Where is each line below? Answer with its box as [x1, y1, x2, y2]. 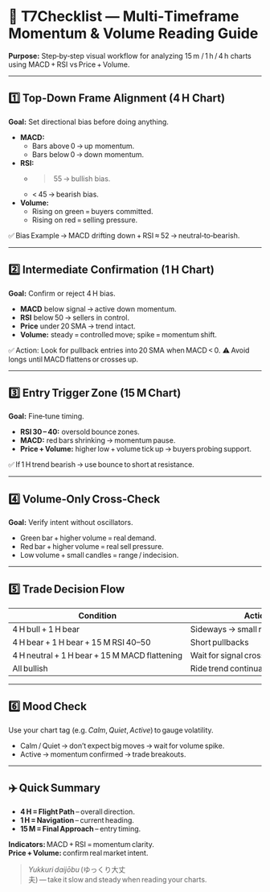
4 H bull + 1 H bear [12, 624, 80, 634]
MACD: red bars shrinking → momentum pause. [19, 436, 176, 445]
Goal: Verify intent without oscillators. [8, 518, 133, 527]
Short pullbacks [190, 637, 249, 647]
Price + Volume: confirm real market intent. [8, 848, 149, 857]
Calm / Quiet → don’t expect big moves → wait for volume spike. [19, 741, 225, 750]
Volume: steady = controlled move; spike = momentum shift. [19, 329, 217, 339]
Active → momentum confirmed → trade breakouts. [19, 749, 186, 759]
